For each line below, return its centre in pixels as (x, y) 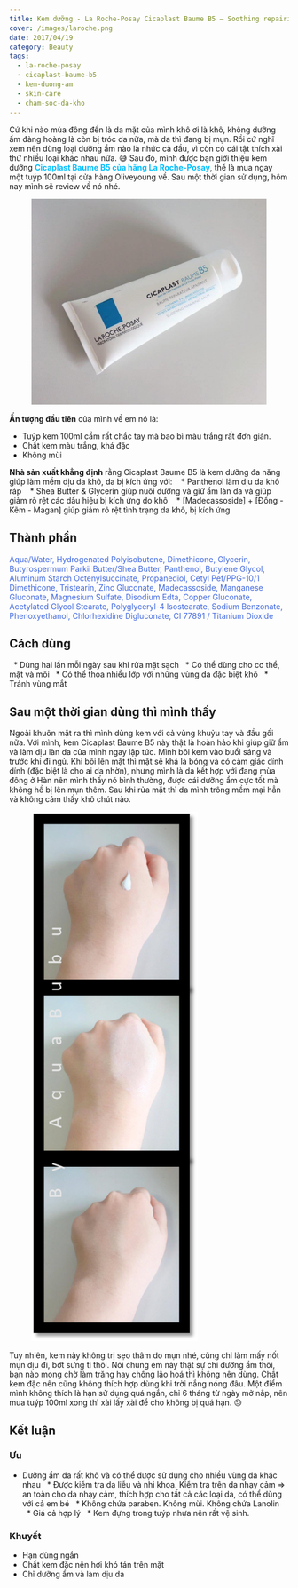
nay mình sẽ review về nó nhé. (65, 186)
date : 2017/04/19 (41, 37)
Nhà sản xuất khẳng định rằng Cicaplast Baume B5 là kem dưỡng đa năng (145, 472)
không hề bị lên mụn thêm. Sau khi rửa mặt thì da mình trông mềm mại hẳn (145, 790)
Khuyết (25, 1536)
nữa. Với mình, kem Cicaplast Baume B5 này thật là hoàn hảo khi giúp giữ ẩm (149, 742)
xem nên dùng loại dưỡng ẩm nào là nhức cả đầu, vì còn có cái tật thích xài (146, 148)
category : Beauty (41, 47)
